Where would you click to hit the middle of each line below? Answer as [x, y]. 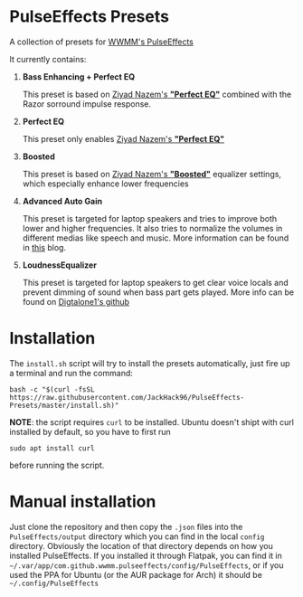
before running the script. [57, 465]
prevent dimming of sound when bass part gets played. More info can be [158, 292]
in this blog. [44, 247]
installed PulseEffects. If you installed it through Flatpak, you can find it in [146, 555]
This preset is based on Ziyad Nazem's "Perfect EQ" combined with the [157, 94]
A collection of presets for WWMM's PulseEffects [102, 42]
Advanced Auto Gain [62, 201]
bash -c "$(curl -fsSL [52, 389]
